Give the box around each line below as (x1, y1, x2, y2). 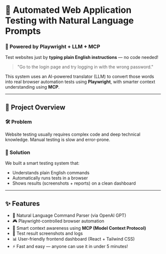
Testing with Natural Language (5, 15, 134, 26)
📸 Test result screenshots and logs (12, 230, 83, 237)
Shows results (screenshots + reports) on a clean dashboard (12, 180, 136, 186)
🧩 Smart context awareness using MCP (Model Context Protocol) (12, 225, 146, 231)
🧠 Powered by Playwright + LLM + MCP (5, 43, 100, 50)
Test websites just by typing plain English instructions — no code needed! (5, 54, 159, 60)
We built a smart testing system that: (5, 160, 80, 166)
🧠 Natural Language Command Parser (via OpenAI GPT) (12, 212, 126, 218)
